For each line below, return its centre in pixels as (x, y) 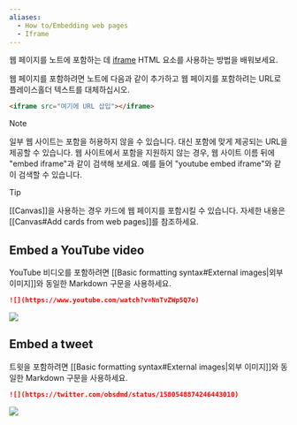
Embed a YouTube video (77, 250)
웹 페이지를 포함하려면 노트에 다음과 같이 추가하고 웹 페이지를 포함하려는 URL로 (145, 79)
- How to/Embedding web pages (72, 26)
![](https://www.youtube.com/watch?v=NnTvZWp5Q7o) (104, 300)
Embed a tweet (51, 344)
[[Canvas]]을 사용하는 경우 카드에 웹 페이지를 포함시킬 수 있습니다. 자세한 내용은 (147, 211)
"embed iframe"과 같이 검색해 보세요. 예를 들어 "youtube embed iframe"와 (141, 163)
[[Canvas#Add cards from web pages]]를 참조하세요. (104, 222)
